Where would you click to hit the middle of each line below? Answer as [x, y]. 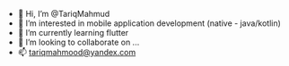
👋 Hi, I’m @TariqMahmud [64, 14]
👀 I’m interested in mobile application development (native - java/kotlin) [149, 23]
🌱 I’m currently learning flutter [73, 33]
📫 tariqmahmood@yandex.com [77, 52]
